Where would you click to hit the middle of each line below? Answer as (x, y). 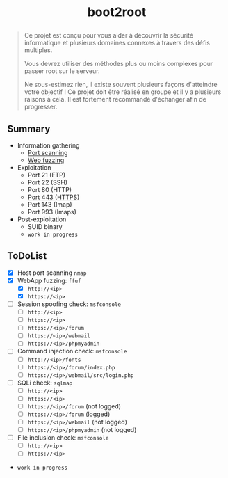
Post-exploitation (42, 219)
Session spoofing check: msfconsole (69, 304)
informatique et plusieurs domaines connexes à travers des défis (117, 43)
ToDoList (27, 256)
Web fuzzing (46, 160)
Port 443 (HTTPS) (54, 197)
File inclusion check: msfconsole (63, 438)
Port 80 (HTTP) (49, 190)
